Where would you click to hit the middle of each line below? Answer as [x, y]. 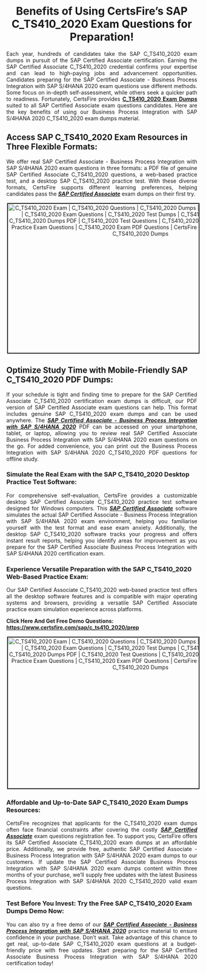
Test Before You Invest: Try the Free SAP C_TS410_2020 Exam [99, 904]
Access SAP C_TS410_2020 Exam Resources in [97, 137]
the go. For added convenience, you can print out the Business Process [102, 446]
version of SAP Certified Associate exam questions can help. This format [102, 407]
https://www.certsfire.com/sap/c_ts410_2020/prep [73, 628]
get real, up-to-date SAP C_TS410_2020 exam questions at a [90, 944]
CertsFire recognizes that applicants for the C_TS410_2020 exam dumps [102, 823]
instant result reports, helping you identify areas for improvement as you [102, 540]
